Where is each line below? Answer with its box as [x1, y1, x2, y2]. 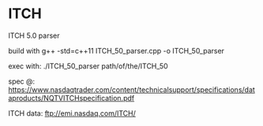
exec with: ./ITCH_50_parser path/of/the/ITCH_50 [8, 61, 168, 71]
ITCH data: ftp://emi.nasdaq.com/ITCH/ [8, 108, 137, 118]
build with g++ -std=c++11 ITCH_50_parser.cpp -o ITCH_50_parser [8, 46, 225, 55]
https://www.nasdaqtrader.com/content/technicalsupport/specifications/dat [8, 84, 255, 94]
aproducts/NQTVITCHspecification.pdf [8, 93, 135, 102]
